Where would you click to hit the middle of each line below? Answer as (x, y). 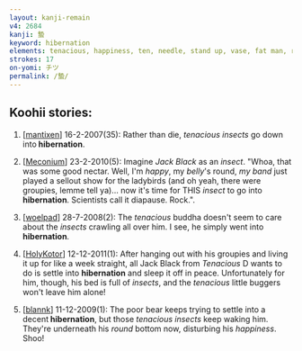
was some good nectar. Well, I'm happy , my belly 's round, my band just (155, 171)
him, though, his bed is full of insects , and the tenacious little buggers (151, 282)
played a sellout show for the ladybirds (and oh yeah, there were (142, 180)
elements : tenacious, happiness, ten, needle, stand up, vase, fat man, (148, 51)
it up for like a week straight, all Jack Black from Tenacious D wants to (152, 263)
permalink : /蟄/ (39, 76)
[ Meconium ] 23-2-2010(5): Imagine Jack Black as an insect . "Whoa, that (157, 161)
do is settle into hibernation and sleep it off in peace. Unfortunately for (153, 273)
